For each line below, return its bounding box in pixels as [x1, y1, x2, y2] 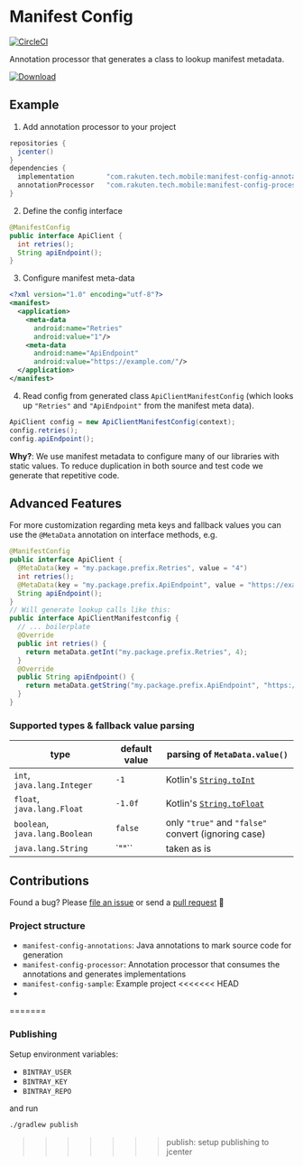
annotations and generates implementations [22, 968, 187, 980]
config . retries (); [9, 426, 78, 435]
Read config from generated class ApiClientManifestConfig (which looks [22, 390, 294, 401]
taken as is [165, 842, 212, 855]
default [120, 743, 152, 755]
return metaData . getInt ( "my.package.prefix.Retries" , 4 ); [25, 647, 248, 656]
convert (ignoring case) [165, 828, 266, 840]
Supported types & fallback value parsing [9, 719, 196, 732]
